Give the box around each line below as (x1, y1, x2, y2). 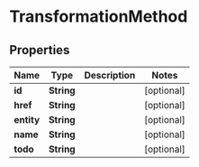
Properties (9, 42, 70, 58)
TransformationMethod (9, 6, 188, 27)
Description (84, 70, 136, 81)
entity (14, 114, 41, 125)
